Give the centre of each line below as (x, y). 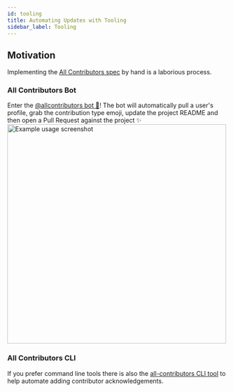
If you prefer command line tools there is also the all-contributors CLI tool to (116, 373)
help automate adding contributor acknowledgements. (85, 381)
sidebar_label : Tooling (42, 27)
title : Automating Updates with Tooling (67, 20)
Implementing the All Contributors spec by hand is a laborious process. (110, 72)
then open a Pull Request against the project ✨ (75, 121)
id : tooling (24, 14)
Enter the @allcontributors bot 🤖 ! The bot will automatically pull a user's (110, 105)
